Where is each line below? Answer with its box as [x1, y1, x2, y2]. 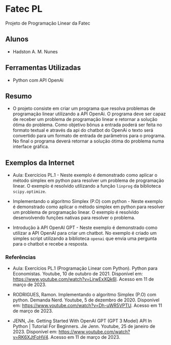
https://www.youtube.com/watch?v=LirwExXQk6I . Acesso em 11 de [12, 276, 154, 282]
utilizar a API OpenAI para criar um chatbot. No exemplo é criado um [12, 230, 157, 236]
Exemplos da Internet [5, 158, 75, 167]
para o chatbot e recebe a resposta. [12, 241, 88, 247]
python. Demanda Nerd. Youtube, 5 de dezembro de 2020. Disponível [12, 297, 160, 303]
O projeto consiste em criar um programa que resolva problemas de [12, 106, 156, 112]
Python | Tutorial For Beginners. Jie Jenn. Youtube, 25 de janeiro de [12, 323, 156, 330]
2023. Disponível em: [12, 329, 58, 335]
